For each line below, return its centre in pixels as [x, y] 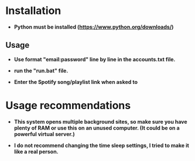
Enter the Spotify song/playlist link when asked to [76, 82]
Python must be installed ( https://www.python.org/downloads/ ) [94, 27]
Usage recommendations [68, 105]
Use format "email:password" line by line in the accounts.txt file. [95, 59]
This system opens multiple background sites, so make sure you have [101, 121]
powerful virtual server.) [45, 134]
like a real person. [36, 151]
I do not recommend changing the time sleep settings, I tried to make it [102, 145]
